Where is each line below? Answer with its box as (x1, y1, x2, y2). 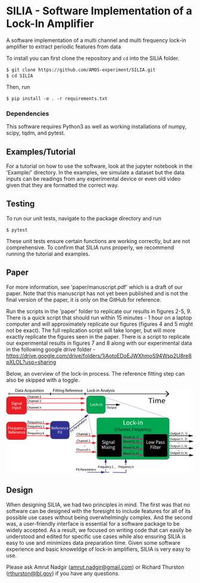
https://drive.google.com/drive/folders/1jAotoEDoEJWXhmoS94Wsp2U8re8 (6, 352, 192, 359)
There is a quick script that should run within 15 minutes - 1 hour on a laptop (6, 314, 192, 321)
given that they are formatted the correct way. (6, 182, 119, 189)
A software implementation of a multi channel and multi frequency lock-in (6, 36, 186, 44)
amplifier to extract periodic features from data (6, 43, 121, 50)
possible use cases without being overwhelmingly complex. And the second (6, 514, 193, 521)
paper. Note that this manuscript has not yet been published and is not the (6, 290, 189, 297)
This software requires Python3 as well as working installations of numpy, (6, 123, 187, 130)
